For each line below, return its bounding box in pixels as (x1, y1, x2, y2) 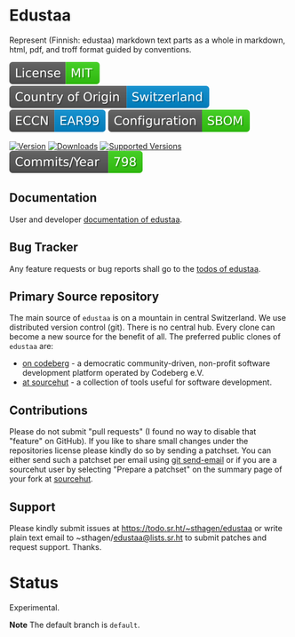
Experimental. (9, 601, 60, 613)
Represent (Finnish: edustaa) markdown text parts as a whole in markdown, (9, 35, 286, 45)
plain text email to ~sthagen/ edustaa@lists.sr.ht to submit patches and (9, 532, 267, 543)
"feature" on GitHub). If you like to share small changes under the (9, 436, 249, 447)
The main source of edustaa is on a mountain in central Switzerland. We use (9, 313, 287, 323)
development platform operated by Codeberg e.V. (21, 368, 204, 378)
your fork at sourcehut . (9, 474, 93, 484)
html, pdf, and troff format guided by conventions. (9, 44, 192, 54)
